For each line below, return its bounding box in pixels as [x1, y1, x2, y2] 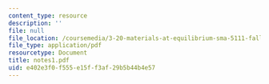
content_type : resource [8, 11, 88, 20]
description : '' [8, 19, 62, 27]
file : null [8, 26, 45, 34]
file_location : [8, 34, 59, 42]
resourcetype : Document [8, 49, 88, 57]
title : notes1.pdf [8, 57, 70, 65]
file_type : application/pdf [8, 42, 102, 50]
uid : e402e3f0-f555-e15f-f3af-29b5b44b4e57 [8, 64, 156, 72]
